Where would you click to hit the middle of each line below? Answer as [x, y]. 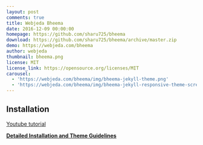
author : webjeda [27, 51]
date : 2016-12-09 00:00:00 [40, 29]
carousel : [19, 74]
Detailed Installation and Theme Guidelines [61, 135]
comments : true [25, 18]
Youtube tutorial [26, 124]
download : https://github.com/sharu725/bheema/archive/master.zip [92, 40]
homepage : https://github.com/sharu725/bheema [66, 34]
